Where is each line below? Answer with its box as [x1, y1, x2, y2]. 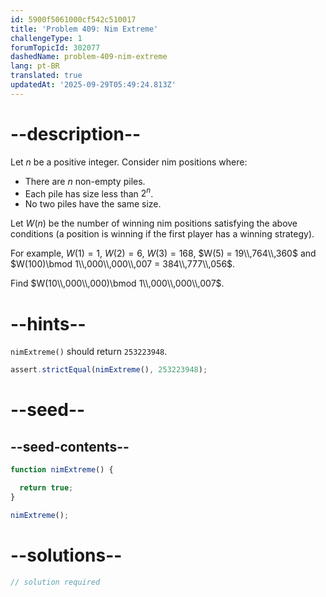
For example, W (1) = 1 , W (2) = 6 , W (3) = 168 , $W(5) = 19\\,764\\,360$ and [10, 247, 317, 260]
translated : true [10, 71, 83, 81]
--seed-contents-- [10, 438, 130, 455]
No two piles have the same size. [24, 198, 162, 210]
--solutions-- [10, 544, 123, 566]
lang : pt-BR [10, 61, 60, 71]
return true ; [19, 483, 74, 493]
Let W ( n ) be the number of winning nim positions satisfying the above [10, 217, 298, 230]
